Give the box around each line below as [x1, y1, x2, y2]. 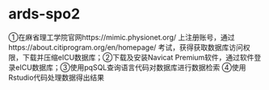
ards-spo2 [8, 5, 81, 23]
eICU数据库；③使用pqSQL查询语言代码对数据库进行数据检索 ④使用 [15, 62, 246, 72]
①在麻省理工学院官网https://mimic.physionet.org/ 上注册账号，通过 [8, 32, 236, 42]
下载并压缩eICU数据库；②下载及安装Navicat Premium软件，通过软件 [22, 52, 254, 62]
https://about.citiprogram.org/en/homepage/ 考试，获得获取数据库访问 [8, 42, 244, 52]
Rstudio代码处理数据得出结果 [8, 72, 105, 82]
